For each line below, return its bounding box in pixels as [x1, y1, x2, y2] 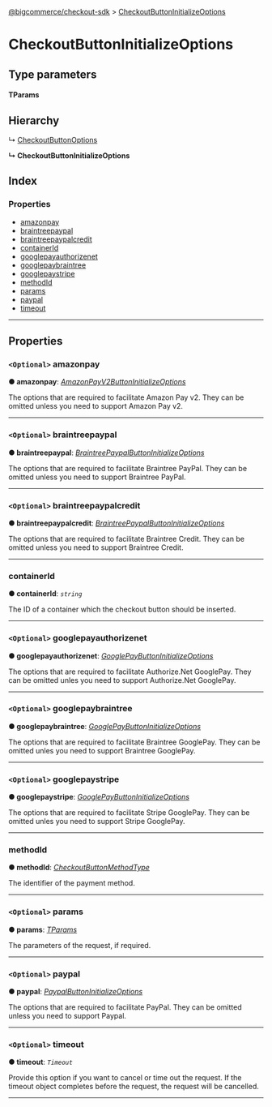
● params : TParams [8, 925, 78, 934]
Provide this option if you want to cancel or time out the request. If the [8, 1073, 242, 1083]
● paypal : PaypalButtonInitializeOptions [8, 987, 143, 997]
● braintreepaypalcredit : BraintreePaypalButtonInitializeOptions [8, 518, 225, 528]
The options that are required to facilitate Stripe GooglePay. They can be [8, 808, 250, 817]
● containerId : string [8, 589, 83, 599]
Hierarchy [8, 114, 60, 127]
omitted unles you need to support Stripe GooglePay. [8, 817, 185, 826]
